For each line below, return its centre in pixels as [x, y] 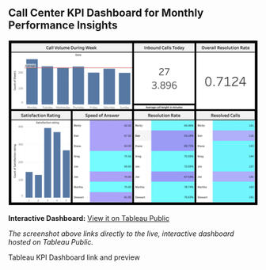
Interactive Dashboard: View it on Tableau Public [89, 218]
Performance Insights [63, 26]
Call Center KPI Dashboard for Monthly [106, 13]
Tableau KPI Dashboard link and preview [74, 257]
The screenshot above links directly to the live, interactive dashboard [122, 234]
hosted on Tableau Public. [51, 241]
